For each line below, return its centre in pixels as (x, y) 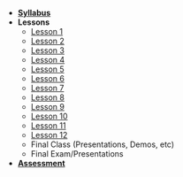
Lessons (34, 22)
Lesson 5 (47, 69)
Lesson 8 (47, 97)
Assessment (41, 163)
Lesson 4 (48, 60)
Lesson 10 (49, 116)
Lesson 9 (47, 107)
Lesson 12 (49, 135)
